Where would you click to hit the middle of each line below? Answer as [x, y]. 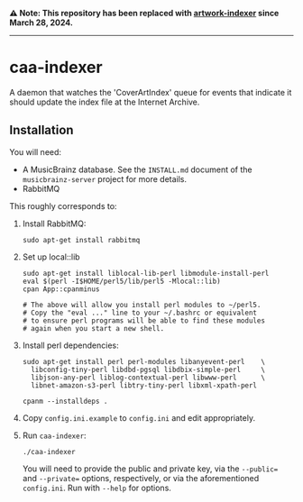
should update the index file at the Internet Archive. [105, 102]
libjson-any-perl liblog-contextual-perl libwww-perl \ [148, 378]
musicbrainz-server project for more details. [105, 178]
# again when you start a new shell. [93, 328]
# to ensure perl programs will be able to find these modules [144, 320]
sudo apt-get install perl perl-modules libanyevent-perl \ [144, 361]
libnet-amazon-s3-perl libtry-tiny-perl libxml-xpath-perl [144, 385]
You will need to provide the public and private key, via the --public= [150, 469]
